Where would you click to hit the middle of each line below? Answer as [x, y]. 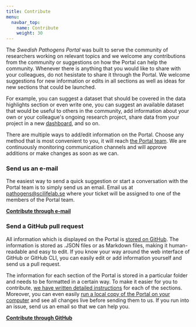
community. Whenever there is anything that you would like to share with [93, 68]
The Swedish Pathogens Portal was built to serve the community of [87, 50]
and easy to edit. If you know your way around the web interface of [109, 252]
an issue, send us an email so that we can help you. [68, 306]
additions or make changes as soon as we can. [62, 153]
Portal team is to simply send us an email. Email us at [70, 187]
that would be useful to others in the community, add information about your [98, 111]
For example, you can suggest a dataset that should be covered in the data [96, 99]
